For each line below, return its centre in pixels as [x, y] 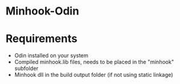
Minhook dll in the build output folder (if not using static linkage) [94, 75]
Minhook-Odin [42, 11]
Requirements [42, 39]
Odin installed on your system [51, 56]
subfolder [26, 68]
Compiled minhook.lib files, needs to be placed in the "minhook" [94, 62]
